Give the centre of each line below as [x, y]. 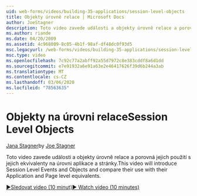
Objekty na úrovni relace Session [87, 117]
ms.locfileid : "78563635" [38, 88]
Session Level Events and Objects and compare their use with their [87, 169]
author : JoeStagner [30, 22]
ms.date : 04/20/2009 [31, 39]
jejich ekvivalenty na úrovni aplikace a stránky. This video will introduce [91, 163]
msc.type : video [26, 55]
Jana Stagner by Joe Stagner [41, 146]
